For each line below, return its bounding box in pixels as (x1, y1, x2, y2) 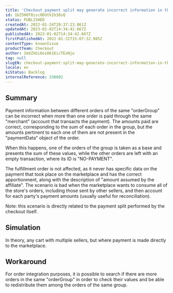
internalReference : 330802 (5, 75, 63, 80)
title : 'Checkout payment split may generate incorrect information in (5, 7, 162, 13)
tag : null (5, 55, 27, 61)
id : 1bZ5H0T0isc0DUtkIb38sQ (5, 12, 66, 18)
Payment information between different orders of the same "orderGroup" (5, 107, 160, 113)
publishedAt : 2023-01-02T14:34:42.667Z (5, 31, 91, 37)
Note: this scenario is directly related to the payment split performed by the (5, 203, 165, 209)
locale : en (5, 65, 29, 70)
